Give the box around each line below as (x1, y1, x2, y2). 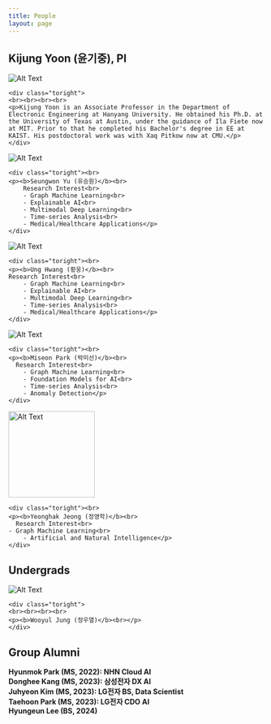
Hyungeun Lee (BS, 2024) (8, 705, 98, 715)
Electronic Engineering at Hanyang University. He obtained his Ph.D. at (8, 110, 264, 119)
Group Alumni (8, 645, 80, 659)
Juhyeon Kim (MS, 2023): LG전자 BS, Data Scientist (8, 687, 184, 696)
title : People (8, 11, 57, 20)
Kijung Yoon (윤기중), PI (8, 51, 127, 65)
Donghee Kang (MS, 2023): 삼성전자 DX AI (8, 676, 152, 686)
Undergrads (8, 563, 71, 577)
